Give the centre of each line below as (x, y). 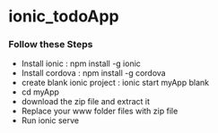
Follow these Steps (51, 45)
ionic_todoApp (64, 17)
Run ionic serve (50, 121)
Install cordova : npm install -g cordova (94, 73)
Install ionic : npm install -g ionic (81, 63)
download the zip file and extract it (85, 102)
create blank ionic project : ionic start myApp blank (115, 83)
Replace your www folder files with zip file (100, 111)
